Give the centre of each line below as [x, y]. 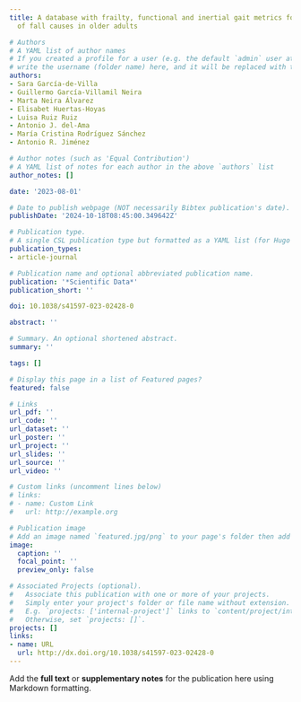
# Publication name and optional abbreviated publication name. [132, 273]
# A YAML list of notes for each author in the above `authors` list [142, 167]
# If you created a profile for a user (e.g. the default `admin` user [146, 59]
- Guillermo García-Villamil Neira [76, 92]
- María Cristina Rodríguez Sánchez [77, 134]
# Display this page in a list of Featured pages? [106, 379]
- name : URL [31, 645]
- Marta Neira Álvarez [52, 101]
